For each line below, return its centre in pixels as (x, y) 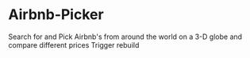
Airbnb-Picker (56, 15)
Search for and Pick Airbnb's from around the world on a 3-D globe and (125, 37)
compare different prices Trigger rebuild (74, 44)
